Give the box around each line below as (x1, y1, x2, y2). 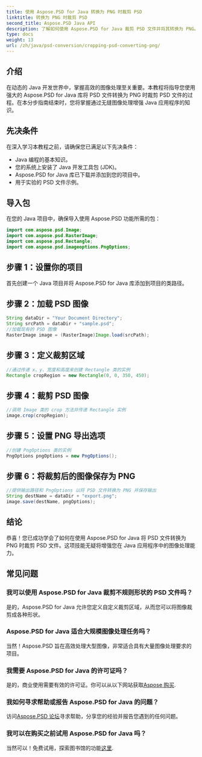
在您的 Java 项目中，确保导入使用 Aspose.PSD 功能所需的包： (6, 215, 161, 223)
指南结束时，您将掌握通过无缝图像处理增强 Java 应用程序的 (37, 99, 185, 106)
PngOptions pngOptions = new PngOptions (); (6, 453, 118, 459)
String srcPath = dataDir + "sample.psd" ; (6, 321, 115, 327)
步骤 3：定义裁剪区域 (6, 350, 85, 360)
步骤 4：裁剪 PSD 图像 (6, 391, 89, 401)
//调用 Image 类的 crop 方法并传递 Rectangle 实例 (6, 407, 126, 413)
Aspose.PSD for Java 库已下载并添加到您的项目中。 (14, 171, 144, 178)
